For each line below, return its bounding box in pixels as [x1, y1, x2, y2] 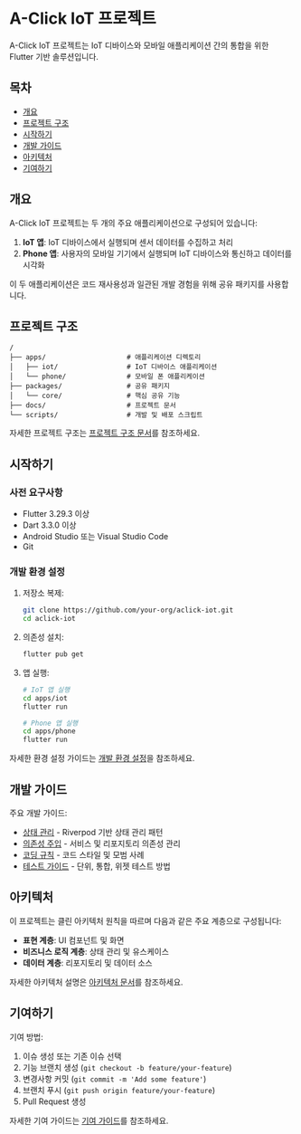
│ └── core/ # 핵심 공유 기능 [9, 391, 181, 401]
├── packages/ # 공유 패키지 [9, 382, 170, 391]
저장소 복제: [22, 587, 65, 598]
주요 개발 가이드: [9, 807, 68, 819]
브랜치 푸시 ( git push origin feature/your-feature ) [22, 1084, 216, 1095]
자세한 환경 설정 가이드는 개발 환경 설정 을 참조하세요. [9, 753, 195, 764]
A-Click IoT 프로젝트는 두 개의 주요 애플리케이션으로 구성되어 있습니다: [9, 217, 258, 228]
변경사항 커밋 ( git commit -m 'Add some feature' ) [22, 1073, 207, 1084]
